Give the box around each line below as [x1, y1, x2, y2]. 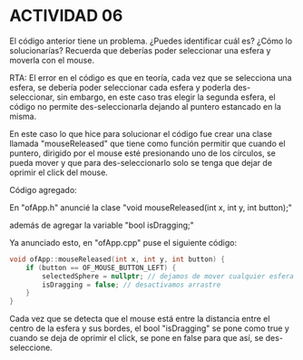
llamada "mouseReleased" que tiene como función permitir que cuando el [9, 138, 286, 149]
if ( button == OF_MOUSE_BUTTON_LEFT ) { [25, 263, 177, 272]
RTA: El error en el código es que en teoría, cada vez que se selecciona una [9, 72, 292, 83]
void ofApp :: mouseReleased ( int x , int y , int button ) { [9, 255, 225, 264]
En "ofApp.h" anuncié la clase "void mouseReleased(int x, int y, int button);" [9, 201, 293, 213]
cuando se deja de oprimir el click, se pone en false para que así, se [9, 333, 264, 344]
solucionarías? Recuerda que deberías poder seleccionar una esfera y [9, 44, 271, 55]
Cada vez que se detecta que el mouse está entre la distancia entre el [9, 314, 270, 325]
